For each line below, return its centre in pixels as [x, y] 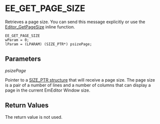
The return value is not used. [34, 117]
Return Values [27, 105]
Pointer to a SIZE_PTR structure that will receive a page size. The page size [80, 80]
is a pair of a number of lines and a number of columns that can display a [78, 85]
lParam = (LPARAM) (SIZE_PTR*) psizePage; [48, 44]
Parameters [23, 59]
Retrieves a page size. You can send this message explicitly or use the [75, 22]
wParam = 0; [17, 40]
